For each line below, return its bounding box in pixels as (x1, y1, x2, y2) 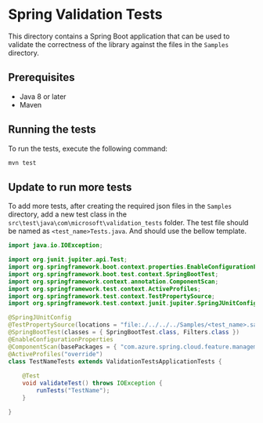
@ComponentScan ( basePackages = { (8, 343, 117, 351)
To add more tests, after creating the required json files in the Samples (8, 202, 232, 211)
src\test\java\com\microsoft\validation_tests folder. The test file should (8, 218, 249, 228)
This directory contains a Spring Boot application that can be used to (8, 31, 230, 41)
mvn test (8, 159, 37, 166)
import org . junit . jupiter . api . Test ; (8, 256, 128, 264)
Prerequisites (8, 71, 75, 84)
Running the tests (8, 123, 96, 137)
